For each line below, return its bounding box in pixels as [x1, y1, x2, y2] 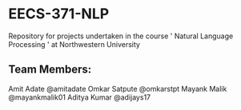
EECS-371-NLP [8, 5, 110, 23]
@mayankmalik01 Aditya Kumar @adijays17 [8, 92, 151, 102]
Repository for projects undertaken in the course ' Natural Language [8, 31, 234, 41]
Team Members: [8, 63, 92, 77]
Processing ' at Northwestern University [8, 39, 140, 49]
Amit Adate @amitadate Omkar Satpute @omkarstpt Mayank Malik [8, 84, 227, 93]
